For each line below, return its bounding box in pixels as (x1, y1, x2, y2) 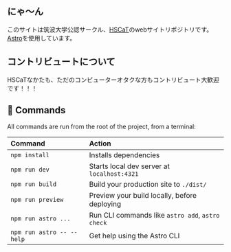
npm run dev (10, 166, 50, 174)
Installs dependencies (89, 150, 160, 160)
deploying (89, 199, 122, 209)
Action (89, 139, 111, 148)
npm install (10, 151, 50, 159)
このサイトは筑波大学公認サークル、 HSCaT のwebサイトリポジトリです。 (7, 25, 213, 34)
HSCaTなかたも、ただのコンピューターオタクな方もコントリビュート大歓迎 (7, 76, 220, 84)
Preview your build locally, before (89, 191, 197, 201)
